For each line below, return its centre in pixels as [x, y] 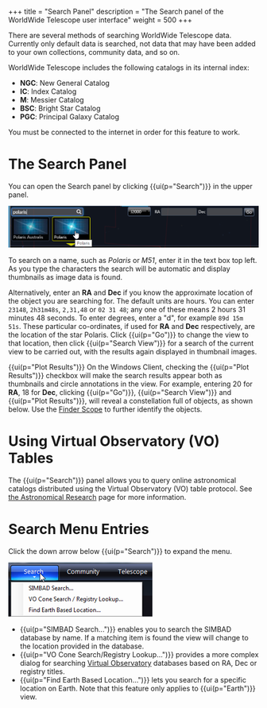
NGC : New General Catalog [64, 83]
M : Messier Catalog [52, 100]
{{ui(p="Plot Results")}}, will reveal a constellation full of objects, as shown [130, 401]
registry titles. [42, 671]
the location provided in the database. [82, 646]
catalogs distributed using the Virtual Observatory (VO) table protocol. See [130, 489]
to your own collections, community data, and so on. [94, 52]
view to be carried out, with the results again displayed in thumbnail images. [133, 352]
